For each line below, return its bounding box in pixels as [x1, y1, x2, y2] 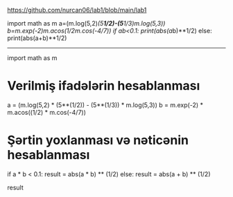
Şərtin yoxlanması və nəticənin [7, 133, 189, 148]
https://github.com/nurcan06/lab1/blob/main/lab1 [7, 6, 147, 14]
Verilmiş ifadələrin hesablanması [7, 78, 200, 94]
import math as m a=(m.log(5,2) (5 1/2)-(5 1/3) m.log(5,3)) [7, 19, 166, 27]
